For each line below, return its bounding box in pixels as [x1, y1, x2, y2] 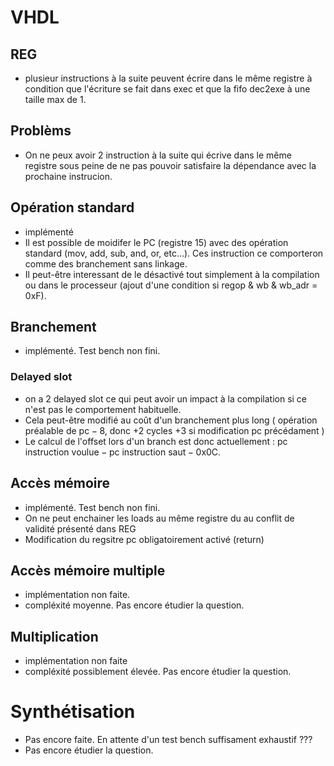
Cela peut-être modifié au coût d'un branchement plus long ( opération [24, 414, 318, 426]
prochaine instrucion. [24, 170, 113, 182]
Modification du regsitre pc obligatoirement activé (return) [24, 533, 265, 545]
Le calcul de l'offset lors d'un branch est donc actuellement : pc [24, 435, 288, 447]
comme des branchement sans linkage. [24, 257, 188, 270]
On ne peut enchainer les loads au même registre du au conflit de [24, 512, 295, 524]
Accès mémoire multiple [10, 562, 166, 579]
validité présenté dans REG [24, 522, 137, 535]
